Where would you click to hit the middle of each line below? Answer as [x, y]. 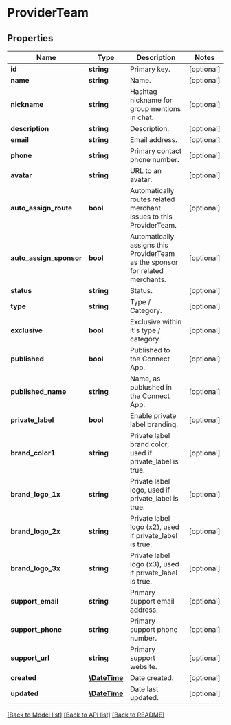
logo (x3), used [155, 564]
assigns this [149, 245]
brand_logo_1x [35, 494]
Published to [150, 350]
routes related [152, 199]
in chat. [142, 117]
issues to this [151, 217]
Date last [144, 689]
